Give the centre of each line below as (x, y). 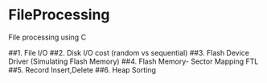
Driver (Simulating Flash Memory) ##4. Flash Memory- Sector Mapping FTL (133, 61)
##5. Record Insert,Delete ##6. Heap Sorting (82, 69)
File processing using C (47, 37)
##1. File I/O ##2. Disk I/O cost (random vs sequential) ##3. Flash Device (129, 52)
